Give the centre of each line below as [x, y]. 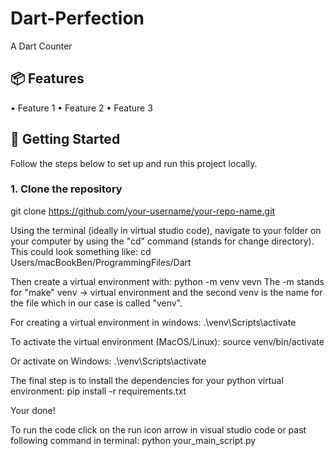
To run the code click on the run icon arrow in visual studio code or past [158, 429]
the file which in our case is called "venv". [96, 303]
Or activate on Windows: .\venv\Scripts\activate [108, 361]
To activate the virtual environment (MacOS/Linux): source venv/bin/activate [167, 341]
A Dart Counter [41, 46]
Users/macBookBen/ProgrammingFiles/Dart [101, 262]
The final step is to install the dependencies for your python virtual [147, 380]
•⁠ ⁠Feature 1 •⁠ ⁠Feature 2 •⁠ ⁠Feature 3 [81, 108]
